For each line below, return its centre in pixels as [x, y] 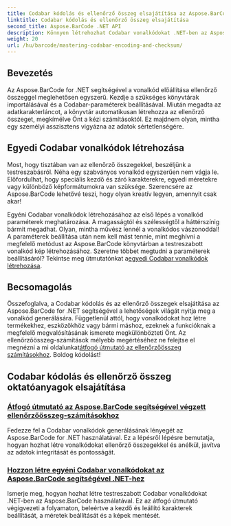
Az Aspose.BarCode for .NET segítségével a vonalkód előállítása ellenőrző [112, 89]
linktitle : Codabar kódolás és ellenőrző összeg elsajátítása [98, 20]
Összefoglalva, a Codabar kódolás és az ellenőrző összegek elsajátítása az [113, 304]
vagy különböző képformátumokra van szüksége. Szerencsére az [100, 186]
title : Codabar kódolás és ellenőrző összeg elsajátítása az [97, 13]
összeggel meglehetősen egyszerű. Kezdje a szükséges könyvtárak [103, 97]
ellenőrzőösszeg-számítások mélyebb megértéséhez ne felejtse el [101, 340]
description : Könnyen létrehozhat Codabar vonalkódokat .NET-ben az [107, 33]
